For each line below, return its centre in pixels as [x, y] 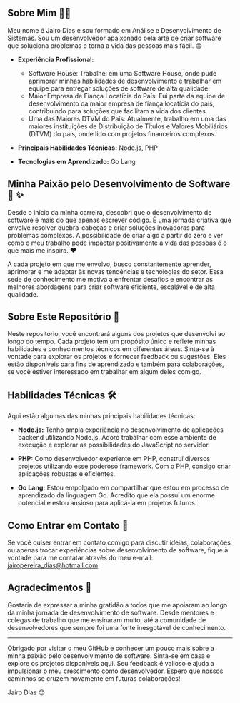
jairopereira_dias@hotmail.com [53, 565]
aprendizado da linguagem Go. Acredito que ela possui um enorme [116, 495]
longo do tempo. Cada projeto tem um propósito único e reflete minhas [112, 342]
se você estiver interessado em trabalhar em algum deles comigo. [104, 372]
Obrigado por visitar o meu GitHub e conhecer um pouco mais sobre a [111, 648]
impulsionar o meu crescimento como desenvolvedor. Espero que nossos [115, 671]
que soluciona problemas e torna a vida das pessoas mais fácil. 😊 [105, 45]
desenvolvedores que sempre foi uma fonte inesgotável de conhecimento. [117, 627]
